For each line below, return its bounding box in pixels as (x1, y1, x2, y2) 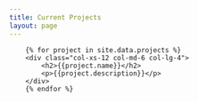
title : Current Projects (9, 12, 102, 22)
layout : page (9, 21, 58, 30)
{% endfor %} (25, 84, 74, 93)
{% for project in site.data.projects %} (25, 45, 181, 54)
